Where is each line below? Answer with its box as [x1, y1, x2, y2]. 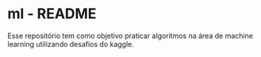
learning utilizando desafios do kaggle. [7, 39, 134, 48]
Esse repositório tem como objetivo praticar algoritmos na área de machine [7, 31, 253, 40]
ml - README [7, 5, 97, 23]
